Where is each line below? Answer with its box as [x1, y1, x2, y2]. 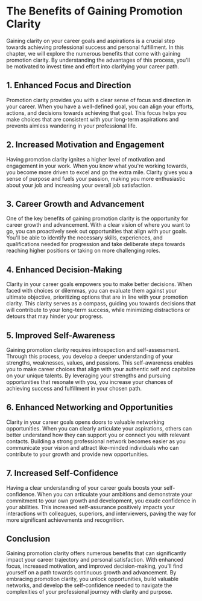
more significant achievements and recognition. [6, 516, 125, 524]
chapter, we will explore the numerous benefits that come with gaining [6, 50, 181, 57]
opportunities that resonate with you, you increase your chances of [6, 378, 173, 385]
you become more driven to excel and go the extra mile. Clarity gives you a [6, 168, 193, 176]
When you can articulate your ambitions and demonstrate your [37, 490, 193, 498]
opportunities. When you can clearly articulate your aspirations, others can [6, 424, 192, 432]
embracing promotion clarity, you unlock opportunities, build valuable [6, 576, 179, 583]
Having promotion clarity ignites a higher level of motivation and [6, 155, 165, 163]
